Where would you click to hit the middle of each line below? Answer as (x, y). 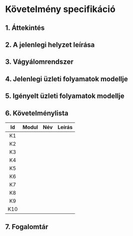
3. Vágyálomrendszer (39, 62)
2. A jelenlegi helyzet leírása (50, 44)
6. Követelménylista (37, 113)
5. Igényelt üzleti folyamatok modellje (65, 96)
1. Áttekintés (25, 28)
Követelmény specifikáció (60, 9)
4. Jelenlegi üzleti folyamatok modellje (67, 79)
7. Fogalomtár (27, 227)
